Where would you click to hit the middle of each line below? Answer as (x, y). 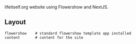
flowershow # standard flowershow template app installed (68, 33)
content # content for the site (44, 37)
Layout (15, 22)
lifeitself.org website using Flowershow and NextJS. (57, 7)
